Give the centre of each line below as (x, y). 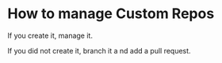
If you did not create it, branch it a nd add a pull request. (99, 50)
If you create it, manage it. (50, 35)
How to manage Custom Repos (111, 14)
